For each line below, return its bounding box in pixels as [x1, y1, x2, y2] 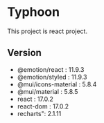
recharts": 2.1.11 [17, 109, 62, 117]
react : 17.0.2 [17, 95, 54, 103]
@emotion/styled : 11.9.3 [17, 73, 87, 81]
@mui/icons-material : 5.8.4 [17, 80, 97, 88]
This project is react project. [7, 27, 88, 35]
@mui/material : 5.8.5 [17, 87, 78, 95]
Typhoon [7, 4, 60, 20]
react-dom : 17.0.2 [17, 102, 69, 111]
